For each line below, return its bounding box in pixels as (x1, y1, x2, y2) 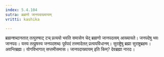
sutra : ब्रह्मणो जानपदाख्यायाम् (5, 12, 52, 17)
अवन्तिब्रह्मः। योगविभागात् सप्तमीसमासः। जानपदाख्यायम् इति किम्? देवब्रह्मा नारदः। (5, 46, 135, 52)
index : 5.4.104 (5, 7, 38, 13)
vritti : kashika (5, 17, 40, 22)
